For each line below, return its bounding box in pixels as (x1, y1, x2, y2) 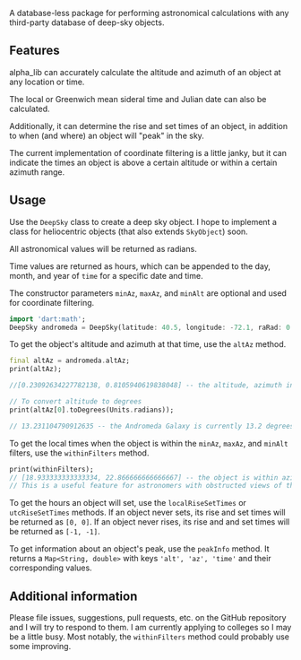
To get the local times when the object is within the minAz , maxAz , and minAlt (9, 438, 288, 448)
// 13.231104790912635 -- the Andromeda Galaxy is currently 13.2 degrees (9, 421, 295, 430)
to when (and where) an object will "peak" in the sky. (9, 130, 204, 141)
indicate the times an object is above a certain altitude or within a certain (9, 157, 278, 168)
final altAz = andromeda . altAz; (9, 356, 130, 366)
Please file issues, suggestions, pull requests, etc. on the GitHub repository (9, 612, 287, 623)
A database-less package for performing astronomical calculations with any (9, 8, 289, 18)
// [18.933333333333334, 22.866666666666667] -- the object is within (9, 473, 279, 482)
